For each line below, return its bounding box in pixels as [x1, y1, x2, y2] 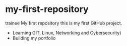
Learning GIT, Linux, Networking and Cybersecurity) [12, 29, 121, 35]
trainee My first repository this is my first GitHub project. [5, 20, 122, 26]
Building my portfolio [12, 35, 56, 41]
